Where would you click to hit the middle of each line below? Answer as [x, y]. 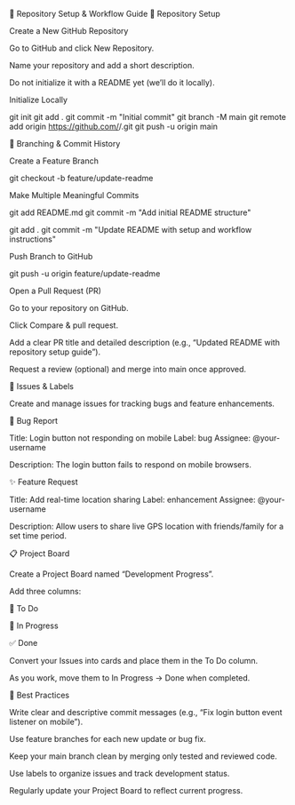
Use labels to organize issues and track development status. [120, 773]
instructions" [32, 239]
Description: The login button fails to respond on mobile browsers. [130, 465]
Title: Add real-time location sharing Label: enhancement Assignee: [132, 499]
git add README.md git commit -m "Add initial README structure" [130, 212]
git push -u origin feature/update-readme [85, 274]
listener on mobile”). [46, 721]
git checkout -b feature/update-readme [81, 178]
